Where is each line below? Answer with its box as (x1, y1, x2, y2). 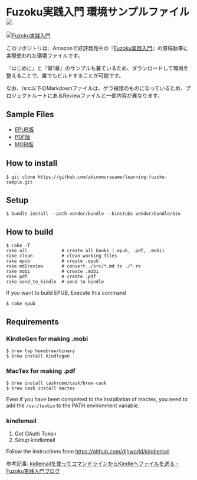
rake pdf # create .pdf (6, 273, 96, 280)
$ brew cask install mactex (6, 385, 75, 391)
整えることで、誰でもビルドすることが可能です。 (6, 72, 124, 79)
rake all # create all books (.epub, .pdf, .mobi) (6, 248, 165, 254)
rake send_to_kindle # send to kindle (6, 279, 104, 285)
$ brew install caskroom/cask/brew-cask (6, 380, 107, 386)
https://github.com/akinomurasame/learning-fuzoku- (37, 174, 168, 180)
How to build (6, 227, 54, 237)
